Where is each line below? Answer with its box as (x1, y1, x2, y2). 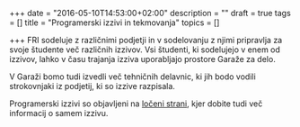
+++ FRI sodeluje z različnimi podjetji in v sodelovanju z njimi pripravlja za (9, 35, 283, 45)
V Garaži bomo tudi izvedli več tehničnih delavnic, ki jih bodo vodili (9, 71, 256, 82)
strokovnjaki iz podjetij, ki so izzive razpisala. (9, 81, 175, 91)
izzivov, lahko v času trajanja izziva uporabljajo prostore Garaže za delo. (9, 54, 276, 64)
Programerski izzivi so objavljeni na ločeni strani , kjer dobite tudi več (9, 98, 263, 109)
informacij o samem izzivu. (9, 108, 109, 118)
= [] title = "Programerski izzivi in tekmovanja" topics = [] (9, 17, 220, 28)
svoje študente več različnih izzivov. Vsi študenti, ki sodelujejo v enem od (9, 44, 281, 55)
